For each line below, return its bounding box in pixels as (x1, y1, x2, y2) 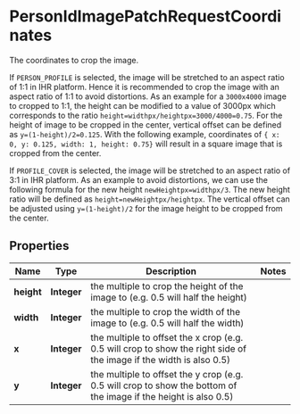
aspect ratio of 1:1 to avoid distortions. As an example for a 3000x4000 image (9, 91, 287, 102)
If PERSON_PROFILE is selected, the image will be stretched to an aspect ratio (9, 71, 285, 82)
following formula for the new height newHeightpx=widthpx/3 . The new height (9, 184, 290, 195)
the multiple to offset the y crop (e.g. (90, 368, 244, 380)
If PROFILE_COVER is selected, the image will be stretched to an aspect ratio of (9, 165, 291, 176)
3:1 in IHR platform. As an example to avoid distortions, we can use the (9, 174, 269, 185)
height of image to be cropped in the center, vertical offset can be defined (9, 119, 282, 130)
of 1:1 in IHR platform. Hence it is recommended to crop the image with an (9, 81, 279, 92)
